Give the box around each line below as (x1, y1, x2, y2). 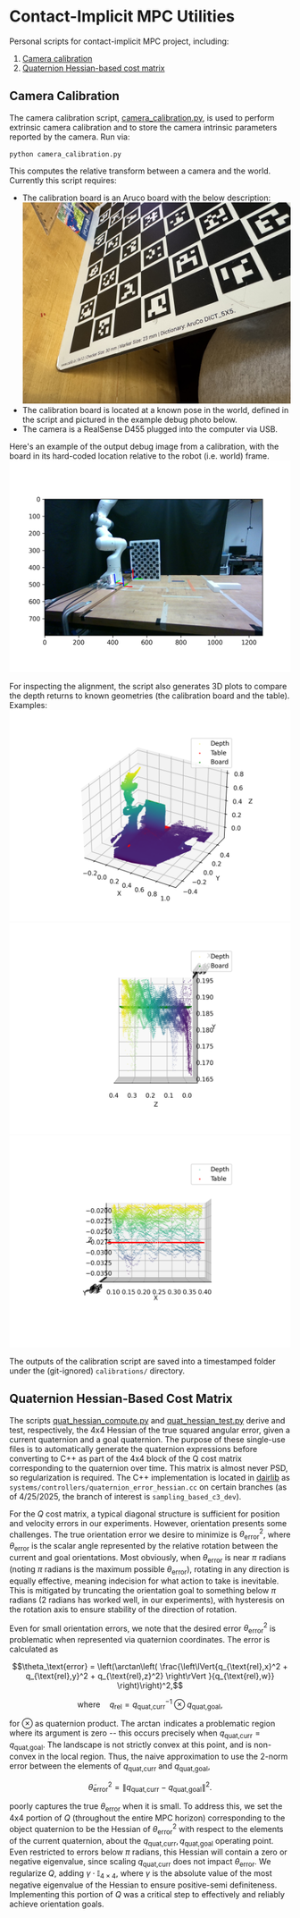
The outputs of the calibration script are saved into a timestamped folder (9, 1356, 277, 1366)
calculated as (9, 1643, 59, 1654)
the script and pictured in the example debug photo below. (21, 414, 238, 425)
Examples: (9, 699, 47, 710)
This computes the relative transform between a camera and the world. (9, 165, 271, 176)
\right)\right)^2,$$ (117, 1680, 183, 1691)
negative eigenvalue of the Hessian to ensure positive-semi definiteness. (9, 1880, 278, 1890)
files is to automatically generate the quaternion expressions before (9, 1443, 258, 1454)
